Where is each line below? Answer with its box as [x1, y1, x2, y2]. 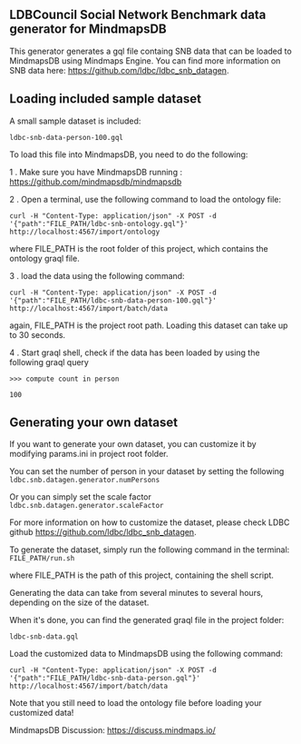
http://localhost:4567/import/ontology [9, 227, 160, 236]
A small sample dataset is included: [9, 115, 141, 126]
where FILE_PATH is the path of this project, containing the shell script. [9, 570, 275, 580]
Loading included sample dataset [9, 91, 202, 107]
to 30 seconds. [9, 329, 66, 340]
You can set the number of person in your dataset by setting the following [9, 466, 285, 477]
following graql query [9, 356, 89, 367]
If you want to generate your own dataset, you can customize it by [9, 439, 257, 450]
